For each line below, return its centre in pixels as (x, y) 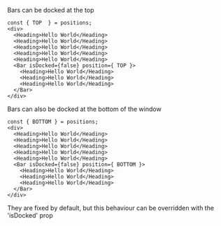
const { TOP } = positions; (50, 23)
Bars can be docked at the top (51, 10)
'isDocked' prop (30, 215)
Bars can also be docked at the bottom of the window (85, 109)
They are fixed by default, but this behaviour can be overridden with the (111, 208)
